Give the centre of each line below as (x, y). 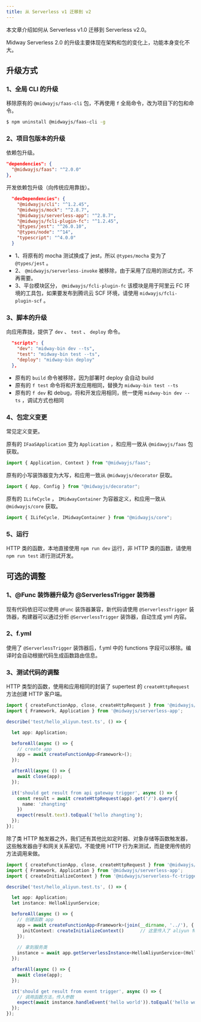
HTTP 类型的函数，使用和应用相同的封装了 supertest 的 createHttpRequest (98, 686)
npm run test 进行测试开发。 (41, 556)
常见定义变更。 (25, 431)
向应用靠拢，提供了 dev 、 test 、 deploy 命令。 (65, 332)
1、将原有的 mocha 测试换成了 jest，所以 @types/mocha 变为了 (90, 255)
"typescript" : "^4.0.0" (47, 238)
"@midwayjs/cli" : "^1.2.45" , (53, 204)
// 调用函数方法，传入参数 (45, 997)
